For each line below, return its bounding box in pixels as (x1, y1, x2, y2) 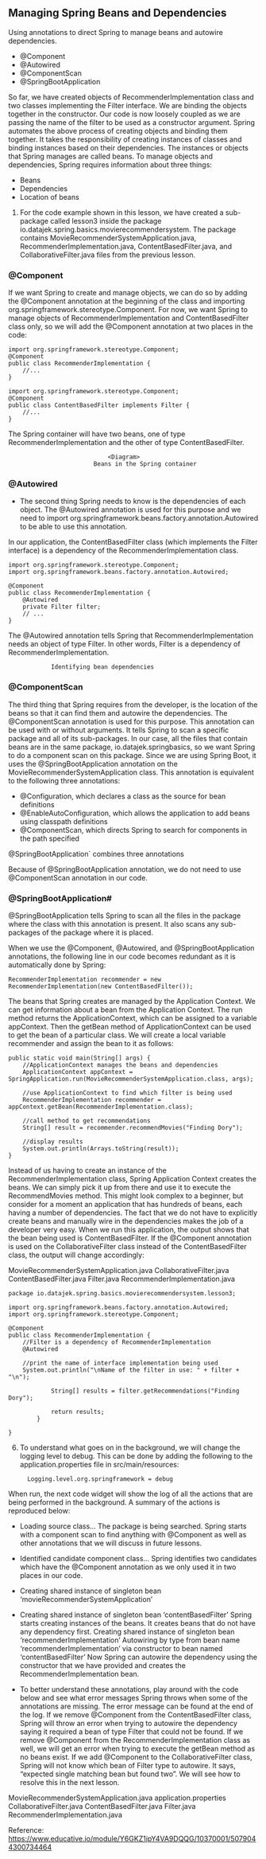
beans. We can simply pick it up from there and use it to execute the (8, 1182, 232, 1192)
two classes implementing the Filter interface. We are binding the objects (8, 100, 248, 110)
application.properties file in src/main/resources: (19, 1460, 179, 1469)
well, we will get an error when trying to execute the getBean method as (19, 1744, 256, 1753)
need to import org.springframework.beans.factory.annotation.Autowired (19, 514, 259, 523)
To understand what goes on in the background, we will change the (19, 1443, 241, 1452)
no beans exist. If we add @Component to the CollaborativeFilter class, (19, 1752, 253, 1762)
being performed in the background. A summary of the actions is (8, 1498, 221, 1507)
